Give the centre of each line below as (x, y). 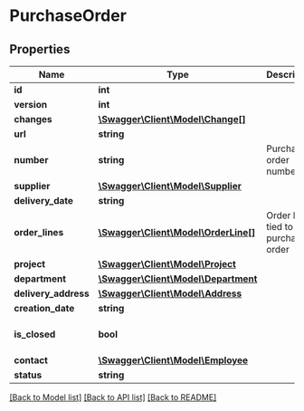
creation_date (44, 308)
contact (31, 360)
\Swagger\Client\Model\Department (178, 279)
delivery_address (52, 293)
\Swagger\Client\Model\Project (167, 264)
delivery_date (44, 201)
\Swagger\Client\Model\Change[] (172, 119)
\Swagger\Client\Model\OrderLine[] (177, 232)
